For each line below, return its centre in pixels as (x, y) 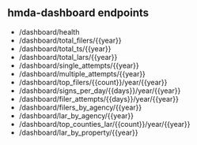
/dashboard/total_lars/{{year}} (68, 57)
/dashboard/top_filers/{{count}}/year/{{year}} (93, 82)
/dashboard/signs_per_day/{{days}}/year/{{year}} (100, 91)
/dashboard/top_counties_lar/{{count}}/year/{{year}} (104, 124)
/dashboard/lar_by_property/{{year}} (78, 132)
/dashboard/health (49, 32)
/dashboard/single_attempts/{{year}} (79, 65)
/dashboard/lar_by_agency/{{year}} (76, 115)
